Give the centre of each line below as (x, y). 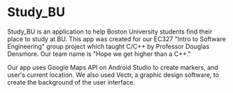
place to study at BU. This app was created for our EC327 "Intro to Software (116, 38)
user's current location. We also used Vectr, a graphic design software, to (113, 75)
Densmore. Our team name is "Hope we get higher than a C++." (99, 54)
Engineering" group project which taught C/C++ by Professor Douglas (108, 46)
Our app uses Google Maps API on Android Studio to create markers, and (113, 67)
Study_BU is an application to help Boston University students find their (110, 31)
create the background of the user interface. (71, 82)
